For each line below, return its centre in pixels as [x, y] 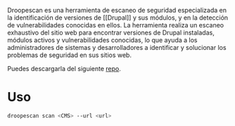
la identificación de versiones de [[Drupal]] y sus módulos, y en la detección [118, 18]
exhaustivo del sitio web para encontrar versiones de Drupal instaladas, [111, 32]
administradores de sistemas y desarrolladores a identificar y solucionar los [117, 48]
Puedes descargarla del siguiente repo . [64, 69]
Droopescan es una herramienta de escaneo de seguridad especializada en [117, 10]
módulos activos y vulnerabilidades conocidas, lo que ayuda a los [102, 40]
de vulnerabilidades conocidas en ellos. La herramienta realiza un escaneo [115, 25]
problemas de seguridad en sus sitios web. [70, 55]
